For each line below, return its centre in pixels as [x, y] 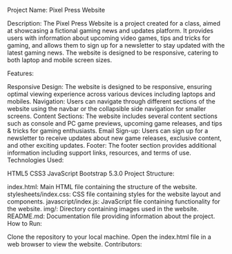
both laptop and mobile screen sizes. [60, 60]
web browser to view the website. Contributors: [75, 244]
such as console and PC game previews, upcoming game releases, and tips [115, 123]
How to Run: [25, 223]
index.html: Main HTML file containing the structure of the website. [102, 187]
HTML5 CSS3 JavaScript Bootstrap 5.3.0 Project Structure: [91, 173]
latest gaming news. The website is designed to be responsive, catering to [113, 52]
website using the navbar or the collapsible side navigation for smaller [107, 109]
